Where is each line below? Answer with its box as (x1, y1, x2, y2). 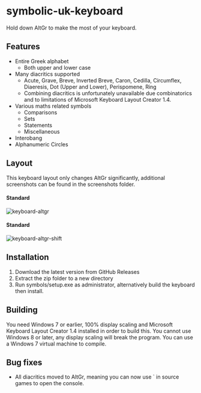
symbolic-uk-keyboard (6, 4, 124, 18)
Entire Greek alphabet (14, 57, 69, 64)
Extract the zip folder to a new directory (14, 274, 113, 282)
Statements (23, 122, 53, 129)
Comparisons (23, 108, 58, 116)
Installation (6, 252, 49, 262)
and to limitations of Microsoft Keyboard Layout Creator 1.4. (23, 96, 172, 103)
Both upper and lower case (23, 64, 91, 71)
